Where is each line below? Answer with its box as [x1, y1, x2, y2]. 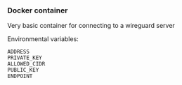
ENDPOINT [7, 72, 33, 80]
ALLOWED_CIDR [7, 61, 46, 68]
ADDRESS [7, 48, 30, 56]
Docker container [7, 6, 68, 15]
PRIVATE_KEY [7, 54, 42, 61]
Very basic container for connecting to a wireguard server [7, 22, 176, 30]
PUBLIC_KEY [7, 67, 39, 74]
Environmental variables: [7, 35, 79, 43]
